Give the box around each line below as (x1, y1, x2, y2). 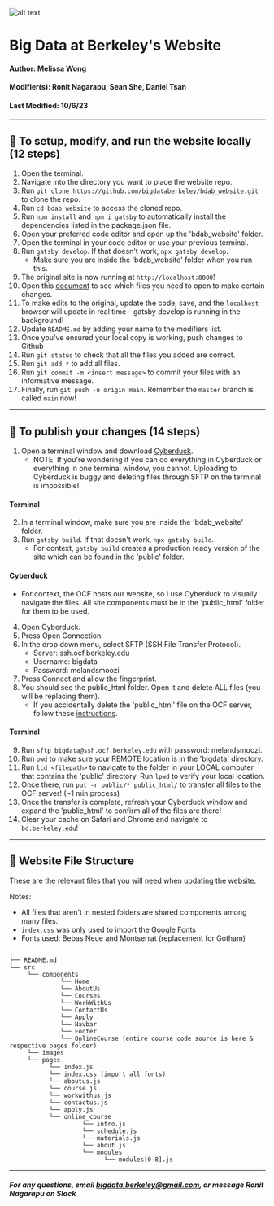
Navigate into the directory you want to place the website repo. (20, 177, 233, 187)
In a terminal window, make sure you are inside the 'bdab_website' (20, 518, 244, 527)
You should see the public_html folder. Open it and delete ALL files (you (20, 682, 261, 692)
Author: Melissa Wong (9, 63, 87, 73)
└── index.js (49, 1063, 94, 1071)
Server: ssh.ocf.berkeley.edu (33, 648, 130, 658)
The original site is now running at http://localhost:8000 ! (20, 273, 215, 282)
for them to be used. (20, 606, 90, 616)
